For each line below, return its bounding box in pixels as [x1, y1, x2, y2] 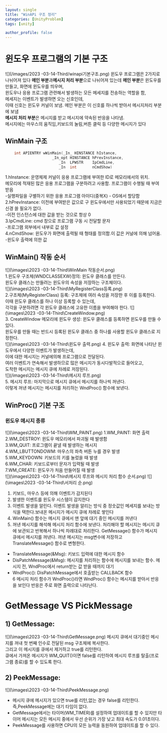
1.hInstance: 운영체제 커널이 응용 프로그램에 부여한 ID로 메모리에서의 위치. [5, 174, 150, 180]
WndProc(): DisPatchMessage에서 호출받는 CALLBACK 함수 [12, 569, 133, 575]
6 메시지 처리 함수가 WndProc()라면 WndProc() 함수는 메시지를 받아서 [12, 576, 150, 582]
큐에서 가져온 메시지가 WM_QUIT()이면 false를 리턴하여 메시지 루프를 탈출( [5, 652, 151, 658]
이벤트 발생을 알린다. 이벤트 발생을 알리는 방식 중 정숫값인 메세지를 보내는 [12, 502, 155, 508]
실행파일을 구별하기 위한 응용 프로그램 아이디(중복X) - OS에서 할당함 [7, 193, 140, 199]
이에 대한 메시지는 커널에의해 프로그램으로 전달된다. [5, 354, 105, 360]
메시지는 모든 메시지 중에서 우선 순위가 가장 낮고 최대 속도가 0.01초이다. [21, 716, 161, 722]
